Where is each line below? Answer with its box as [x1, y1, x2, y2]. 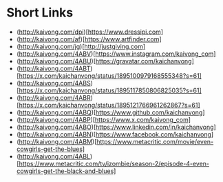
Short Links [6, 5, 74, 21]
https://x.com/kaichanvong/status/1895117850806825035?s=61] [19, 86, 202, 94]
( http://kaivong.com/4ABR [16, 93, 91, 101]
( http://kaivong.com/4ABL [16, 152, 91, 160]
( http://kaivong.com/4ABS [16, 79, 91, 87]
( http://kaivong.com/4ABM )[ [16, 137, 97, 145]
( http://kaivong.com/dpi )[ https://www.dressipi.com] [16, 28, 163, 36]
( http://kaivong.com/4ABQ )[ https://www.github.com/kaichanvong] [16, 108, 205, 117]
